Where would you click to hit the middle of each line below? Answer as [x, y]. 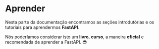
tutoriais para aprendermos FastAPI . [42, 27]
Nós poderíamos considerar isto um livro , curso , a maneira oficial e [75, 37]
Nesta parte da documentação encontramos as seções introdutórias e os [80, 22]
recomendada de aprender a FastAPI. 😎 [46, 42]
